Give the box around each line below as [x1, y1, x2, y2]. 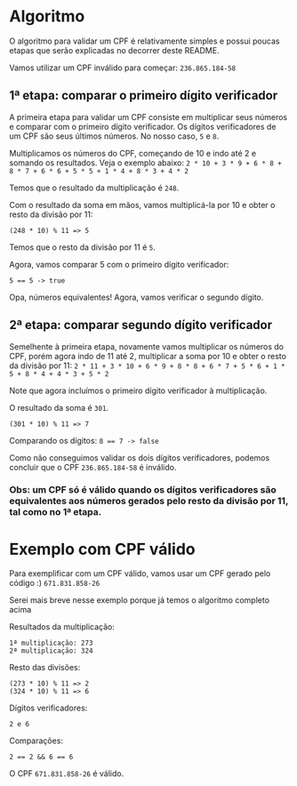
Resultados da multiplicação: [9, 622, 116, 632]
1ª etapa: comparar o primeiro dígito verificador [9, 88, 278, 103]
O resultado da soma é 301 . [9, 402, 109, 413]
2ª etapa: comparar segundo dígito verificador [9, 317, 273, 333]
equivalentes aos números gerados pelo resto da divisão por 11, [9, 495, 289, 508]
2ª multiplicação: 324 [9, 646, 93, 655]
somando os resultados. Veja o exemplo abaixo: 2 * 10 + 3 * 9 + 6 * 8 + [9, 157, 282, 168]
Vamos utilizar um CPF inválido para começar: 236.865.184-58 [9, 62, 237, 73]
